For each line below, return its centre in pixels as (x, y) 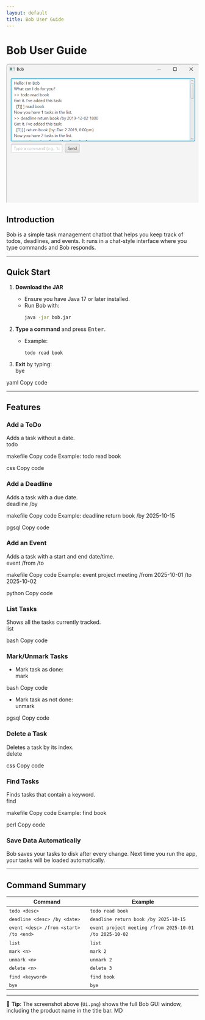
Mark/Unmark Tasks (37, 656)
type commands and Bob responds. (51, 247)
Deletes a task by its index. (40, 747)
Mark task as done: (39, 670)
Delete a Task (27, 734)
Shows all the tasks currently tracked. (54, 622)
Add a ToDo (24, 424)
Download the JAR (39, 287)
